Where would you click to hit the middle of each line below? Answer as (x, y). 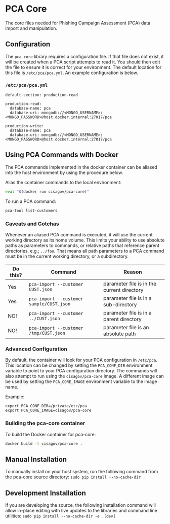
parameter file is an (126, 327)
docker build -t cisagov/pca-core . (44, 444)
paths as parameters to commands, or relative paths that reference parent (82, 245)
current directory (123, 290)
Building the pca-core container (45, 423)
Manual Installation (36, 459)
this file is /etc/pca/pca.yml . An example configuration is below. (72, 73)
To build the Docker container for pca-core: (51, 434)
